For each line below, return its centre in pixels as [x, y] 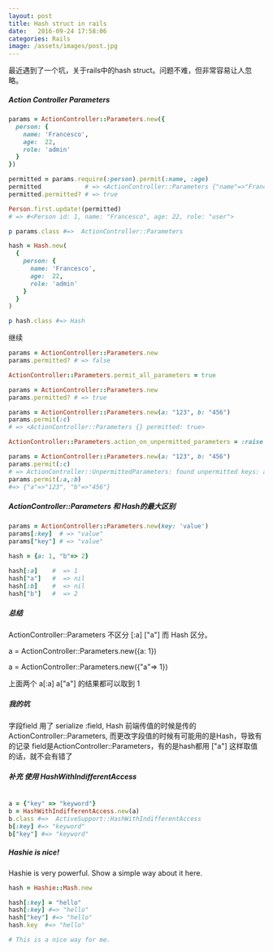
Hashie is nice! [34, 852]
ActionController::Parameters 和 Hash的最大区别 [92, 506]
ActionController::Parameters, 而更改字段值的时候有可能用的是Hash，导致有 [135, 736]
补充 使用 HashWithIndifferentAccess [73, 776]
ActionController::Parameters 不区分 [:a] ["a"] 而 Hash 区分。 [110, 635]
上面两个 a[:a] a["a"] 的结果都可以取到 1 [74, 684]
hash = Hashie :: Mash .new [50, 888]
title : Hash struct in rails [58, 24]
